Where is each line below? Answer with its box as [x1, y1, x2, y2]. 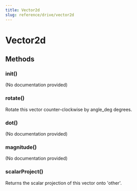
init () [5, 70, 18, 77]
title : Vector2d [5, 7, 40, 13]
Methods [5, 55, 35, 64]
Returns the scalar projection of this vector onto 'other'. [5, 180, 122, 186]
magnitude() [5, 143, 37, 150]
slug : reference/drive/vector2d [5, 12, 74, 17]
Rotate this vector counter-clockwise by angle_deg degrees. [5, 106, 132, 112]
